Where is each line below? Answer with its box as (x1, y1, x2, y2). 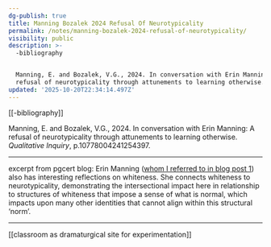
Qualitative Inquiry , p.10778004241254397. (8, 140, 151, 150)
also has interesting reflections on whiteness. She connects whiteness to (8, 172, 251, 182)
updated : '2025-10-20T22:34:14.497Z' (8, 85, 135, 93)
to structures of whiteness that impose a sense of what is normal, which (8, 189, 248, 199)
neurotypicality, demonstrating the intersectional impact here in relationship (8, 180, 260, 190)
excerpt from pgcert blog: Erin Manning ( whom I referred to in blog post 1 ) (8, 163, 255, 173)
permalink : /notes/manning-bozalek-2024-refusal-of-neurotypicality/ (8, 27, 248, 35)
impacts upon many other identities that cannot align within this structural (8, 198, 252, 208)
